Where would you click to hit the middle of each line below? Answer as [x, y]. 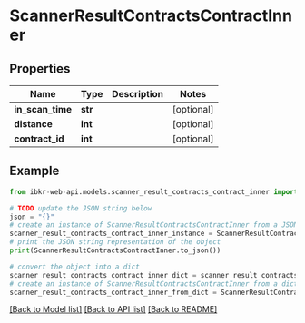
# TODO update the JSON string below [81, 208]
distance [33, 124]
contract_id [39, 139]
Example [34, 171]
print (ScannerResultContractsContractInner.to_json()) [115, 250]
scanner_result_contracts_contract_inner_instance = [111, 234]
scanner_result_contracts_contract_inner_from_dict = [113, 292]
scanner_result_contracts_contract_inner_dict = [103, 275]
